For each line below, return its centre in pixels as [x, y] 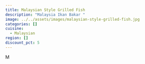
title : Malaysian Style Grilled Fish [45, 10]
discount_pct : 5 [22, 43]
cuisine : [14, 29]
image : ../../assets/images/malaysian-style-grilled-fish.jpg [72, 19]
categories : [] [21, 24]
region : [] [17, 38]
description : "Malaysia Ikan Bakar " [45, 15]
